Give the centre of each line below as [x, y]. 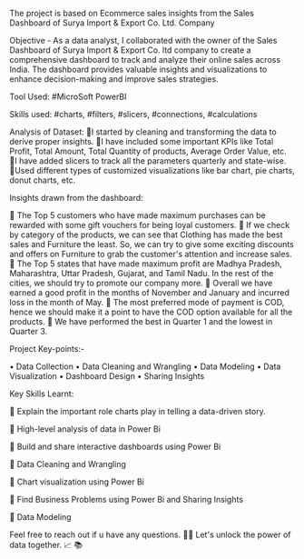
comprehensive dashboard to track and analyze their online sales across [145, 60]
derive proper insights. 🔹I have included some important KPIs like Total [142, 141]
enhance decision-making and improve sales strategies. [114, 79]
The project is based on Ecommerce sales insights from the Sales [132, 13]
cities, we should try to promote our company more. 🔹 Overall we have [141, 283]
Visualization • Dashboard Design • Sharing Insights [107, 376]
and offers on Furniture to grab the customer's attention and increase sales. [151, 254]
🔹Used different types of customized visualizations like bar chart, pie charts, [152, 170]
